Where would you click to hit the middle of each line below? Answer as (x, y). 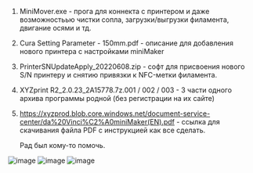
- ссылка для (198, 122)
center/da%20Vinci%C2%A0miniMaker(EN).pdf (97, 122)
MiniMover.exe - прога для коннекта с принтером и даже (114, 11)
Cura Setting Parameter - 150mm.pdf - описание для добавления (126, 43)
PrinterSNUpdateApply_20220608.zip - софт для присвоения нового (132, 67)
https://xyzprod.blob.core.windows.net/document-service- (115, 114)
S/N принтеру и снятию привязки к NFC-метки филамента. (118, 75)
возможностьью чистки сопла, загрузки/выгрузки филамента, (124, 20)
